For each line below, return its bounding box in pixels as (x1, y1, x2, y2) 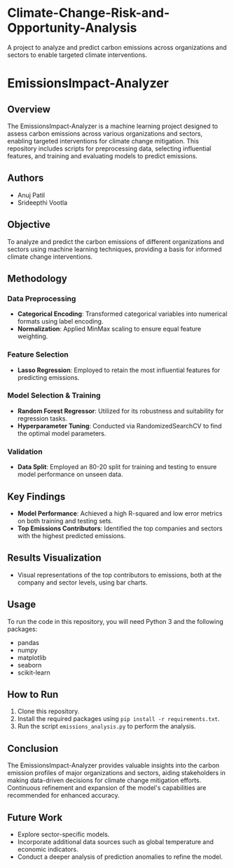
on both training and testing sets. (17, 516, 113, 525)
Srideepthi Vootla (17, 198, 68, 207)
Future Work (7, 811, 63, 824)
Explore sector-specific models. (17, 830, 110, 838)
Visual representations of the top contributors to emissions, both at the (17, 570, 222, 579)
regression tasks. (17, 414, 68, 423)
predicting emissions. (17, 373, 80, 381)
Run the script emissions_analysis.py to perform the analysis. (17, 722, 196, 731)
